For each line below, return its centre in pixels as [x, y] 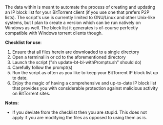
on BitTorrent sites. [31, 93]
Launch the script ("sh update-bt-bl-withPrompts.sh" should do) [77, 62]
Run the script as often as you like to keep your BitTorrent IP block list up [85, 73]
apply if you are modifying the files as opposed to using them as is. [80, 117]
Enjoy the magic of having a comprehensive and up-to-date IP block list [84, 83]
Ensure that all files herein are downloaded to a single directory [76, 52]
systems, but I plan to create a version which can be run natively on [73, 22]
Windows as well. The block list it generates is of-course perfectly [71, 28]
